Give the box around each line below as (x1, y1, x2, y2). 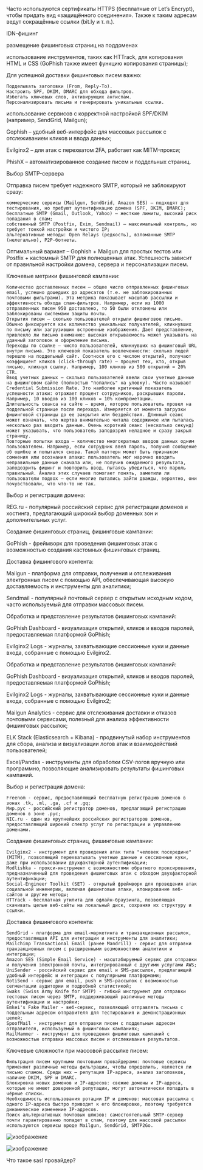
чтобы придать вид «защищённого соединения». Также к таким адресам (6, 12, 197, 19)
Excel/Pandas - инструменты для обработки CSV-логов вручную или (6, 759, 185, 765)
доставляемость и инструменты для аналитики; (6, 583, 132, 590)
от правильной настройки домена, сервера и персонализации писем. (6, 261, 188, 268)
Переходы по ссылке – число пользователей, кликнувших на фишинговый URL (6, 343, 198, 349)
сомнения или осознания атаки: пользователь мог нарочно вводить (6, 454, 175, 460)
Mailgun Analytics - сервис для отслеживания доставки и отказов (6, 709, 177, 716)
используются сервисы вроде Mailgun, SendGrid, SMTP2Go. (6, 1123, 154, 1129)
